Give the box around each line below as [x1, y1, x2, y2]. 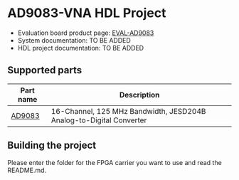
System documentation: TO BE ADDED [17, 36, 132, 44]
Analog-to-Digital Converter [51, 115, 147, 125]
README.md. [7, 166, 47, 174]
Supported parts [7, 64, 83, 76]
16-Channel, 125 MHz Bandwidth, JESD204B [51, 106, 206, 116]
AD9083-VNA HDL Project [7, 5, 166, 21]
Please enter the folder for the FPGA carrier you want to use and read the [7, 158, 222, 166]
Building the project [7, 139, 97, 152]
